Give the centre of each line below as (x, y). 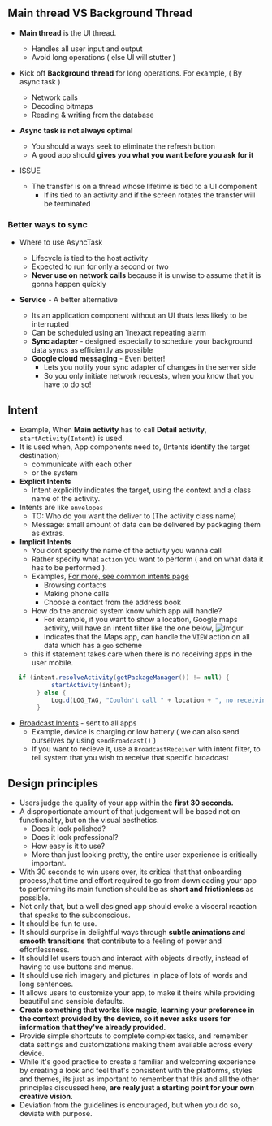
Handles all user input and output (87, 49)
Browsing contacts (75, 585)
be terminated (67, 203)
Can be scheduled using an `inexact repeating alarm (119, 333)
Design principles (53, 783)
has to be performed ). (69, 567)
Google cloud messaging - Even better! (98, 359)
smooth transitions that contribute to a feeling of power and (121, 941)
